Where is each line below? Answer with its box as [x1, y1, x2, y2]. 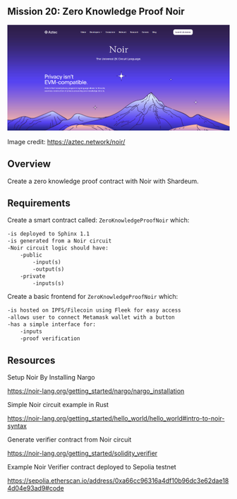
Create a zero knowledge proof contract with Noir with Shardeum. [7, 177, 199, 185]
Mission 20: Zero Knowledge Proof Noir [7, 6, 185, 18]
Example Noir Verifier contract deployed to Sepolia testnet [7, 463, 176, 471]
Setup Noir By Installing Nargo [7, 373, 95, 382]
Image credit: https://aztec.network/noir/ [7, 137, 126, 146]
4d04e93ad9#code [7, 484, 65, 493]
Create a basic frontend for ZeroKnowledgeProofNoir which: [7, 293, 178, 301]
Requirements [7, 197, 71, 209]
